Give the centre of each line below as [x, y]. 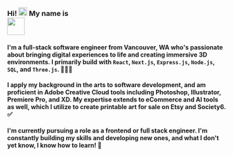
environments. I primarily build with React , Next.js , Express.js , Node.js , [111, 61]
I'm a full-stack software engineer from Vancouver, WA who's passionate [115, 47]
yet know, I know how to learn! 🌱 [54, 145]
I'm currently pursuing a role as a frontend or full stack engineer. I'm [107, 130]
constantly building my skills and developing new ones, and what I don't [113, 137]
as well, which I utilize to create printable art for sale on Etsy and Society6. [116, 107]
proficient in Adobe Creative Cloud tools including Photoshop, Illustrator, [114, 92]
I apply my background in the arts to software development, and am [106, 85]
